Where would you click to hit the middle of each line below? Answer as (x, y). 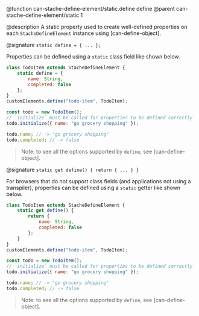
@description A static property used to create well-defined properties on (97, 27)
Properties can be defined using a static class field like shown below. (93, 56)
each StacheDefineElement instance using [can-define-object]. (84, 33)
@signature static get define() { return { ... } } (73, 169)
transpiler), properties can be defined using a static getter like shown (93, 188)
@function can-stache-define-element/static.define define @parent (90, 9)
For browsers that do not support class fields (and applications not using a (99, 181)
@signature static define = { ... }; (54, 45)
